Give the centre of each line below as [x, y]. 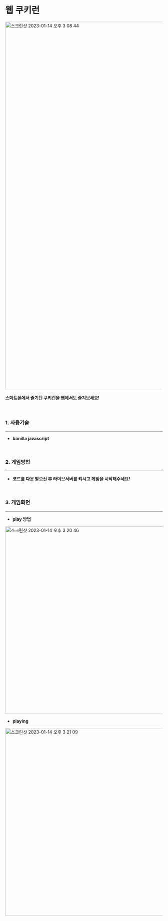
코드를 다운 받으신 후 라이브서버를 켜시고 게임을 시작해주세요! [71, 479]
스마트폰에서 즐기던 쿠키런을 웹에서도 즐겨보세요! [52, 398]
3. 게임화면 [18, 502]
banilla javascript [31, 439]
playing [20, 721]
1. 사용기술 [17, 422]
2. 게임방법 [18, 462]
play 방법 [21, 519]
